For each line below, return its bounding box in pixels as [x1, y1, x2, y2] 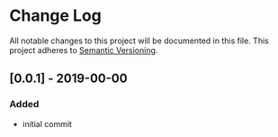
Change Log [9, 5, 102, 26]
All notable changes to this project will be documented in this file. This [9, 35, 270, 46]
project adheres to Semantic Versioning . [9, 44, 158, 55]
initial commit [22, 118, 72, 129]
